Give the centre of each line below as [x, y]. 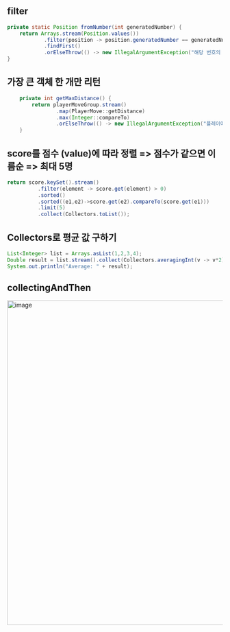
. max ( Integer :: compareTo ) [93, 117]
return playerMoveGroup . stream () [79, 105]
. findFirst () [62, 46]
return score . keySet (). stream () [53, 182]
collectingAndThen [49, 288]
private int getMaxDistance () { [65, 98]
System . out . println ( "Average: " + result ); [70, 266]
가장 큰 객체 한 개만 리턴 [54, 82]
